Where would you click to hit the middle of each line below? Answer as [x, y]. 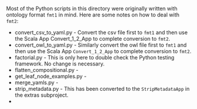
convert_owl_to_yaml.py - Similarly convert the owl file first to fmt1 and [101, 45]
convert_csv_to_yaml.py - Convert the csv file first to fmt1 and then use [101, 32]
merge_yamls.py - [36, 82]
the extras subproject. [41, 95]
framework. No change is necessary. [59, 64]
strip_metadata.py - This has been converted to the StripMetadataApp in [102, 89]
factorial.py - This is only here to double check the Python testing [94, 57]
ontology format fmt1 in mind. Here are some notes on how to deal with [93, 15]
